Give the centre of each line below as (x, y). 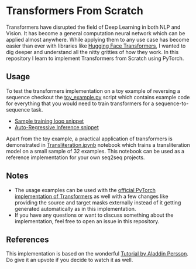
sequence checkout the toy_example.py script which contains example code (98, 97)
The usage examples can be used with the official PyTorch (85, 190)
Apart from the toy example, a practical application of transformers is (89, 139)
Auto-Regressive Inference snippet (57, 127)
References (27, 239)
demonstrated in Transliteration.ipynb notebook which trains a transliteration (98, 144)
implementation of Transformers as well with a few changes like (91, 196)
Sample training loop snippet (49, 121)
